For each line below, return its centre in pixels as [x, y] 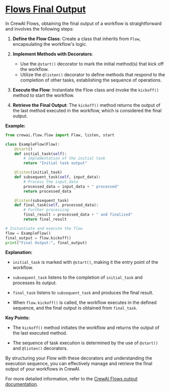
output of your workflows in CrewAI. [43, 369]
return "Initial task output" [55, 163]
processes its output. [35, 283]
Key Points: [18, 318]
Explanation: [19, 252]
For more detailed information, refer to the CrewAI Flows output [72, 379]
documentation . [22, 384]
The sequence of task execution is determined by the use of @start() [85, 343]
